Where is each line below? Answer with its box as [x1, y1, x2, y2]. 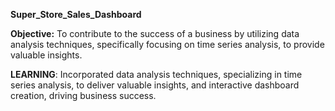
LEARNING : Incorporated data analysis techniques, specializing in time [10, 69, 303, 80]
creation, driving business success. [10, 90, 157, 101]
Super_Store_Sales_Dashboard [10, 9, 142, 20]
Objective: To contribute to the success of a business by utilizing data [10, 28, 300, 39]
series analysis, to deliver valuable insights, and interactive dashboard [10, 79, 300, 91]
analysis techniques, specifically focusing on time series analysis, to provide [10, 39, 325, 50]
